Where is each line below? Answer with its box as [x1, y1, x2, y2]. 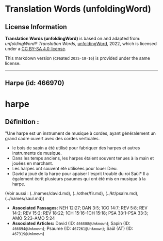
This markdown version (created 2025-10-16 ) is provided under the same [5, 55, 150, 61]
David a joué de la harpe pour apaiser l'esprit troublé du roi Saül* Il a [12, 171, 149, 177]
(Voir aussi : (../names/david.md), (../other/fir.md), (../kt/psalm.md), [5, 191, 139, 196]
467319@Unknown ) [12, 231, 45, 237]
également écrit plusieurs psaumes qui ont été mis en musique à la [12, 176, 146, 182]
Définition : [5, 117, 39, 126]
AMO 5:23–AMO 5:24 [12, 215, 55, 221]
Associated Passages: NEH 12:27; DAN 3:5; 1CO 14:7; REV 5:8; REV [12, 205, 148, 211]
